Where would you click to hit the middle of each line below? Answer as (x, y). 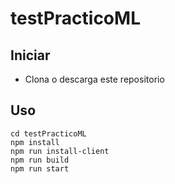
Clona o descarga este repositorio (94, 79)
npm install (35, 142)
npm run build (40, 160)
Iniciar (30, 55)
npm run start (40, 168)
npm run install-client (60, 151)
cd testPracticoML (48, 133)
